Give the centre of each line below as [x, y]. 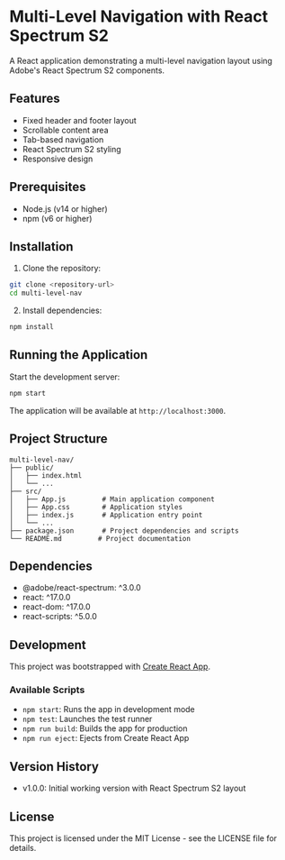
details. [23, 848]
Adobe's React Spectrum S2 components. [87, 70]
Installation [41, 247]
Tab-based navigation [63, 139]
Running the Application [79, 355]
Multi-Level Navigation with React [138, 17]
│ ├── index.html [46, 475]
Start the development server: [65, 377]
